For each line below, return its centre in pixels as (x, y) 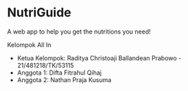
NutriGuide (39, 13)
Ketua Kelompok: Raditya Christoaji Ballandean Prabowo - (99, 58)
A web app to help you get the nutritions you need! (79, 31)
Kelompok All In (29, 44)
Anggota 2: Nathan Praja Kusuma (64, 79)
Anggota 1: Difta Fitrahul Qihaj (59, 73)
